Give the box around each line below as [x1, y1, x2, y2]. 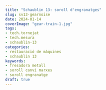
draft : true [5, 77, 30, 82]
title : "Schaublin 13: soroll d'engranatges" [5, 7, 101, 12]
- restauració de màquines [5, 49, 61, 54]
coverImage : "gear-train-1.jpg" [5, 21, 72, 26]
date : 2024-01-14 [5, 16, 41, 21]
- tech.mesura [5, 35, 35, 40]
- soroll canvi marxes [5, 68, 52, 73]
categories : [5, 44, 30, 49]
